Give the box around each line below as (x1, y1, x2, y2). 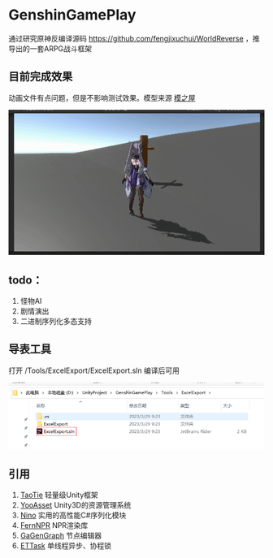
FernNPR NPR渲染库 (19, 521, 89, 530)
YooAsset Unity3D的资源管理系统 (19, 500, 132, 510)
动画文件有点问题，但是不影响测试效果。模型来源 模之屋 (8, 93, 196, 102)
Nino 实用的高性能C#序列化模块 (19, 510, 127, 521)
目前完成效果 (8, 70, 73, 84)
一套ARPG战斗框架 (29, 43, 93, 54)
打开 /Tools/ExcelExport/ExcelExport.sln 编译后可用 (8, 366, 180, 375)
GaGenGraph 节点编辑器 (19, 530, 102, 541)
